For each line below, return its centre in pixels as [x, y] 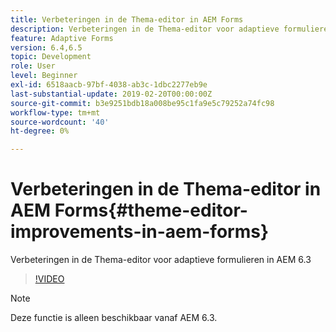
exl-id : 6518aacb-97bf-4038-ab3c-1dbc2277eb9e [109, 85]
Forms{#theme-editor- [151, 210]
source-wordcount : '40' [60, 122]
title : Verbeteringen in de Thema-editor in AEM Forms [127, 19]
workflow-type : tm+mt [55, 112]
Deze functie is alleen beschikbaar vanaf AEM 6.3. [114, 318]
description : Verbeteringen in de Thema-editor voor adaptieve [145, 29]
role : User [33, 66]
